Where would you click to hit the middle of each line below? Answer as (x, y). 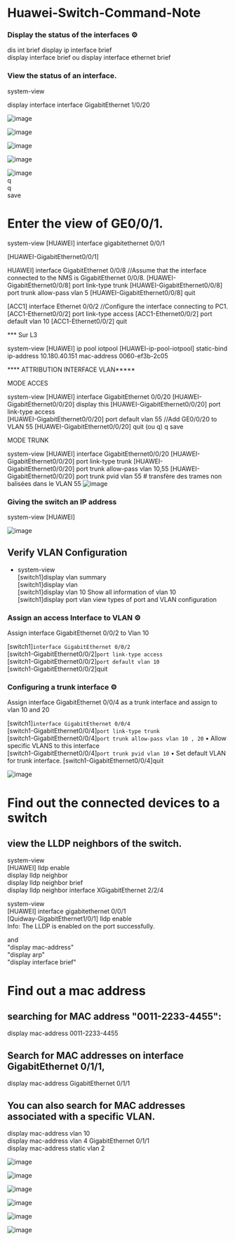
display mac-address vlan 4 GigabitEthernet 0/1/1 (78, 1141)
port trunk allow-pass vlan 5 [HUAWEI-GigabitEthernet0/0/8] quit (101, 292)
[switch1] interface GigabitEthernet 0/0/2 (69, 647)
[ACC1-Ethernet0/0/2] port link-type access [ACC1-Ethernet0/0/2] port (110, 313)
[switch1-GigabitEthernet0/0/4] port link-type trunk (83, 731)
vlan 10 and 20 (28, 710)
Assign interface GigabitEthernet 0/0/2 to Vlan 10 (78, 633)
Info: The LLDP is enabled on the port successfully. (81, 926)
